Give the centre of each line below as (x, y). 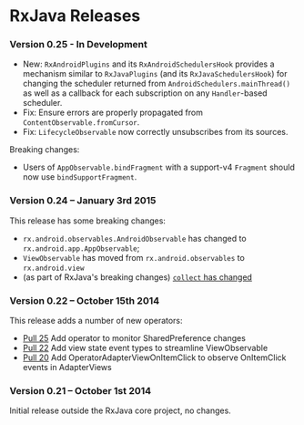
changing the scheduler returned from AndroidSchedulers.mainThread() (157, 84)
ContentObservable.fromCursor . (81, 122)
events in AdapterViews (67, 368)
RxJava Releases (75, 16)
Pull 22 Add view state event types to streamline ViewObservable (145, 348)
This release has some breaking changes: (88, 221)
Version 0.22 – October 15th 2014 (85, 300)
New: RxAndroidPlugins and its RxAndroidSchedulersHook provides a (148, 64)
